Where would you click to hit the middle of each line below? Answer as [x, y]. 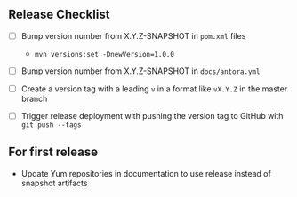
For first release [53, 152]
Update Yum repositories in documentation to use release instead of [146, 173]
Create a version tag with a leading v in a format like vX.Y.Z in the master [154, 89]
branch [34, 98]
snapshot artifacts [54, 183]
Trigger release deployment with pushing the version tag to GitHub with [152, 116]
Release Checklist [59, 15]
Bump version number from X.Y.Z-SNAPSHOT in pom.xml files [133, 35]
